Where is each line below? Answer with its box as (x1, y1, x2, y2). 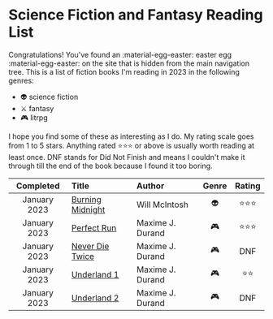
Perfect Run (71, 222, 117, 233)
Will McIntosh (136, 199, 188, 210)
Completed (15, 180, 60, 192)
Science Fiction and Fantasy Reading (8, 6, 263, 24)
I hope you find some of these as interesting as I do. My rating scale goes (8, 131, 254, 141)
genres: (8, 75, 34, 85)
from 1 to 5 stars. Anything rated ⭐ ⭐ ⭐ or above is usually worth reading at (8, 140, 254, 150)
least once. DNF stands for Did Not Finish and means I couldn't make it (8, 152, 245, 162)
